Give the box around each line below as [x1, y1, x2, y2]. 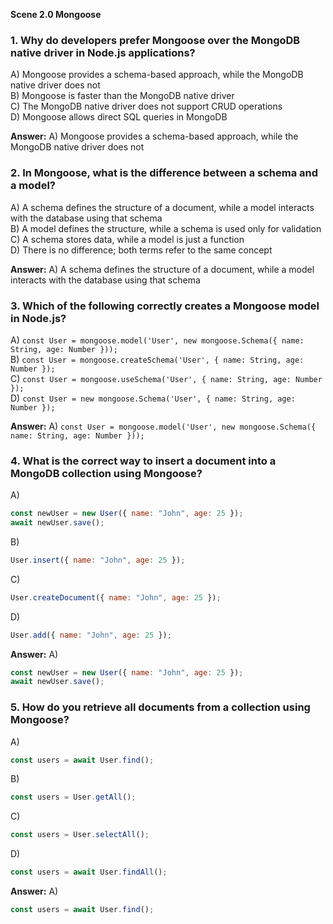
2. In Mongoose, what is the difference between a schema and [10, 166, 319, 180]
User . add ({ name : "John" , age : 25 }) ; [10, 630, 172, 640]
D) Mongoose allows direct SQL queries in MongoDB [10, 111, 228, 123]
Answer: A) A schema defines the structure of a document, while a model [10, 263, 315, 275]
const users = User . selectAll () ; [10, 830, 150, 840]
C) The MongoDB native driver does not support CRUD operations [10, 100, 283, 113]
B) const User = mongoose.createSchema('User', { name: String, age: [10, 353, 305, 365]
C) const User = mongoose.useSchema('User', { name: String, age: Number [10, 372, 323, 384]
